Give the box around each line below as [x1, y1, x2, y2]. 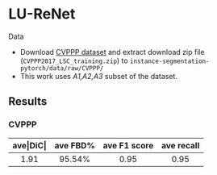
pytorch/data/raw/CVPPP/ [19, 64, 104, 73]
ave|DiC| [12, 140, 47, 151]
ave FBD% [54, 140, 95, 151]
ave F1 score [102, 140, 154, 151]
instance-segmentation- [129, 57, 210, 65]
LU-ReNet [8, 5, 76, 23]
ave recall [161, 140, 200, 151]
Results [8, 94, 48, 109]
